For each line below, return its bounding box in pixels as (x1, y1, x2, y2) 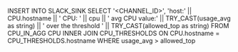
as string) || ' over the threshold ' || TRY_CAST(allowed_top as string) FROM (7, 22, 229, 30)
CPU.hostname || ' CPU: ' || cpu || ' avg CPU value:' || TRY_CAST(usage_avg (7, 14, 232, 22)
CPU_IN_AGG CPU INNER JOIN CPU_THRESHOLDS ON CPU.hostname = (7, 29, 220, 37)
